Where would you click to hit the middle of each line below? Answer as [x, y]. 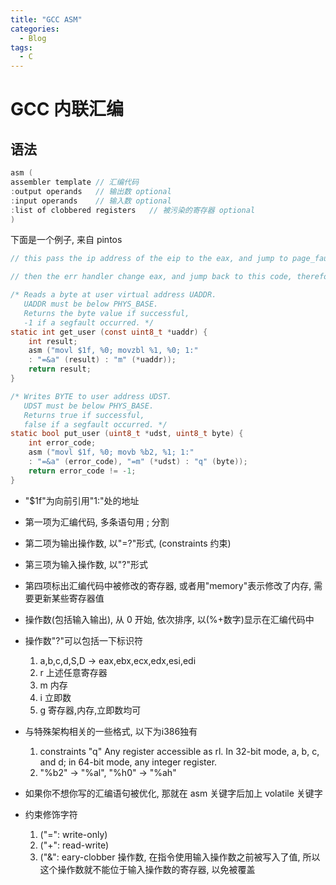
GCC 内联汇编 [67, 109]
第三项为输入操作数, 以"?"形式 [86, 564]
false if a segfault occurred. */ [95, 424]
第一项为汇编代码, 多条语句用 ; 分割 [97, 522]
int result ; [53, 341]
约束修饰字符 [51, 814]
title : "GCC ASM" [46, 19]
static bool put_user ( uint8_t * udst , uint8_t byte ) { [127, 434]
